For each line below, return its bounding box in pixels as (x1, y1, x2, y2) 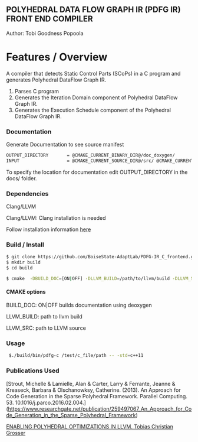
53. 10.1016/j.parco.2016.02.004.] (6, 399, 87, 406)
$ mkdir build (6, 259, 41, 265)
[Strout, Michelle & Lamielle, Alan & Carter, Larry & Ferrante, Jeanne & (6, 380, 176, 387)
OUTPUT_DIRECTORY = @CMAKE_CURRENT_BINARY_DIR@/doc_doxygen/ (6, 152, 176, 158)
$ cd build (6, 265, 33, 271)
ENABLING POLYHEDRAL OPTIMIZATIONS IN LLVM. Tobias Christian (6, 422, 174, 430)
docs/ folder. (6, 174, 37, 182)
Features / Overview (6, 50, 108, 64)
